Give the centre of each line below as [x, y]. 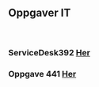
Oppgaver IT [40, 13]
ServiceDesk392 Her [49, 52]
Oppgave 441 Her [42, 74]
